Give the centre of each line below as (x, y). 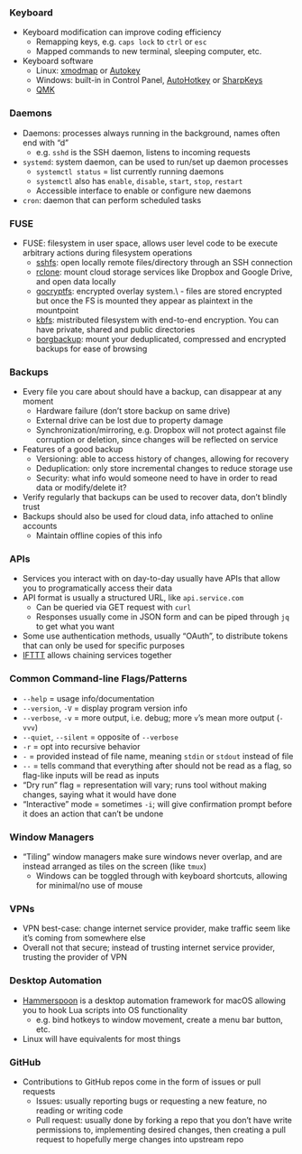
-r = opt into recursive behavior (81, 746)
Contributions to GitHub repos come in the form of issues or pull (142, 1082)
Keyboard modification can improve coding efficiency (122, 33)
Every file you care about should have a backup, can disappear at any (152, 392)
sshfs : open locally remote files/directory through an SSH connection (164, 262)
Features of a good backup (73, 450)
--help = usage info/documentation (88, 698)
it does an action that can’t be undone (93, 814)
